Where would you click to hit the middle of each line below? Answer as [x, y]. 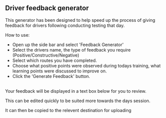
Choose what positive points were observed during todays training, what [86, 65]
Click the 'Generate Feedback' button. [51, 76]
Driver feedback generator [47, 8]
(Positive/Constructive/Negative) [46, 55]
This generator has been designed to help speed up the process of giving [80, 20]
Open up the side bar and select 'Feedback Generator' [68, 45]
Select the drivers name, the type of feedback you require [71, 50]
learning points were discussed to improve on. [59, 71]
